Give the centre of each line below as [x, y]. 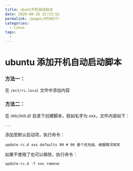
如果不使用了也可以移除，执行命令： [41, 154]
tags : [10, 32]
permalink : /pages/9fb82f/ [32, 19]
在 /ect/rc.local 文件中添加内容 [37, 90]
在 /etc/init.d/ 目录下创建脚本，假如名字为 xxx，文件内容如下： [67, 115]
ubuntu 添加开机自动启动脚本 [64, 63]
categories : [17, 23]
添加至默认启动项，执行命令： [35, 134]
